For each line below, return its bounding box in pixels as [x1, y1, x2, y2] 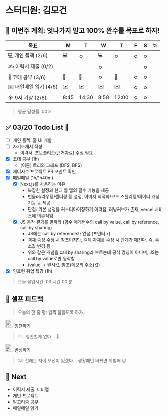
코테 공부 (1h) [12, 156, 39, 162]
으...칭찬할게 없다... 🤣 [17, 334, 59, 340]
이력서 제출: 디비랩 [12, 386, 49, 392]
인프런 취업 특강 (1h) [12, 268, 53, 274]
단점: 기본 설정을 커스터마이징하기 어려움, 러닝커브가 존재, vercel [27, 206, 154, 213]
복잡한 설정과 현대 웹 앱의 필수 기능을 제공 [27, 187, 109, 193]
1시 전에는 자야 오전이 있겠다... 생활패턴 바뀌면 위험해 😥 [17, 358, 127, 364]
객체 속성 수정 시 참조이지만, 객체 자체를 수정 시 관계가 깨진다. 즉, [27, 237, 154, 243]
